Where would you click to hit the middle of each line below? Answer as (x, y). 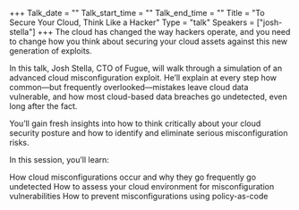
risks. (19, 143)
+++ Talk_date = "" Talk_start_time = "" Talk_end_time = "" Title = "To (137, 13)
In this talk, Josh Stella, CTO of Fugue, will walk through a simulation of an (146, 68)
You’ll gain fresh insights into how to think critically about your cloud (135, 123)
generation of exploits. (51, 51)
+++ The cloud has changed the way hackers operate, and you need (164, 32)
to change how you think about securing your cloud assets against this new (149, 41)
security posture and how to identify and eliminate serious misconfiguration (149, 133)
